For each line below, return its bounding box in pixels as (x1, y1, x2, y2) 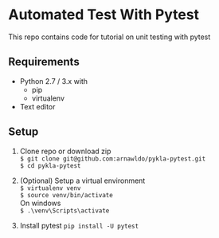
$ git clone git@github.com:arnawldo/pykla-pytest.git (19, 154, 206, 163)
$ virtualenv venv (19, 184, 81, 192)
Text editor (19, 101, 56, 111)
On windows (19, 198, 61, 208)
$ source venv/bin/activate (19, 191, 113, 199)
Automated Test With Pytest (8, 6, 200, 24)
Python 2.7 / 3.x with (19, 76, 88, 85)
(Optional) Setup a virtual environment (19, 176, 146, 185)
